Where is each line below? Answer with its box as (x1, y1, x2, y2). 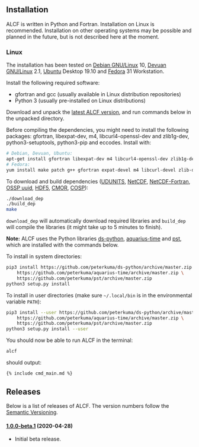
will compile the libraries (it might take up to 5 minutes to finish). (6, 224, 163, 231)
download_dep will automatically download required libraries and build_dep (6, 217, 186, 224)
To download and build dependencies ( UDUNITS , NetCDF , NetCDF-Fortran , (6, 177, 191, 185)
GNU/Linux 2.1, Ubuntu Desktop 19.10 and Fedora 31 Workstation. (6, 68, 165, 75)
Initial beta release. (14, 436, 61, 443)
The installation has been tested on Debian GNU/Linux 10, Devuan (6, 62, 167, 69)
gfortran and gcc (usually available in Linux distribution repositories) (14, 91, 182, 98)
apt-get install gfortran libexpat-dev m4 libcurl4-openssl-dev (6, 156, 168, 162)
